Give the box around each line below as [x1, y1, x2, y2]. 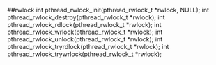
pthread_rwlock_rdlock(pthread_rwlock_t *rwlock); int [7, 21, 162, 28]
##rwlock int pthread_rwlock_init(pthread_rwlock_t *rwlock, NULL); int [7, 6, 209, 14]
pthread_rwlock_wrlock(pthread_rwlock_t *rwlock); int [7, 28, 163, 36]
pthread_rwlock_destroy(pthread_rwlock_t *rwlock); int [7, 13, 165, 21]
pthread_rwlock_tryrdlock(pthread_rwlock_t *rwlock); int [7, 43, 169, 50]
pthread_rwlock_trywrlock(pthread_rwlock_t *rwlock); [7, 50, 162, 58]
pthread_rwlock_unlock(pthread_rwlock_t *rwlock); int [7, 35, 162, 44]
